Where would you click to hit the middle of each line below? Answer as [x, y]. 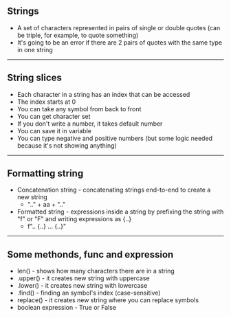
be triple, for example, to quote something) [78, 35]
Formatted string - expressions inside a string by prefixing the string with [120, 212]
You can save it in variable [54, 130]
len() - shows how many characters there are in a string [96, 271]
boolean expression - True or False [67, 308]
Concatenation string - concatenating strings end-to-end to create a [114, 190]
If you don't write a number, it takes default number [90, 124]
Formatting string [45, 173]
